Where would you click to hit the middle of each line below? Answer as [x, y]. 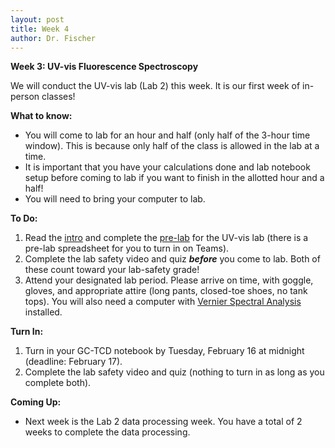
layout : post [37, 19]
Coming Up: [36, 402]
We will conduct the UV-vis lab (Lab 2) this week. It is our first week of [155, 86]
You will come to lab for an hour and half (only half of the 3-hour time [167, 135]
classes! [58, 97]
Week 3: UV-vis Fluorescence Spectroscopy [104, 67]
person [25, 97]
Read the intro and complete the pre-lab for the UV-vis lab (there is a [166, 238]
